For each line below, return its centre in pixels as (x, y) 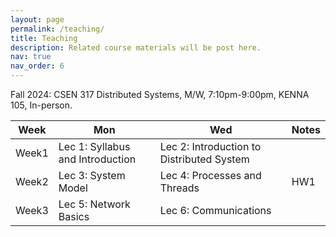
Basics (74, 216)
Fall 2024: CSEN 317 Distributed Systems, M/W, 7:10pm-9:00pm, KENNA (160, 94)
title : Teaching (44, 38)
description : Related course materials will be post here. (136, 47)
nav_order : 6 (37, 66)
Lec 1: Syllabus (94, 146)
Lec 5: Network (94, 204)
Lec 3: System (92, 175)
